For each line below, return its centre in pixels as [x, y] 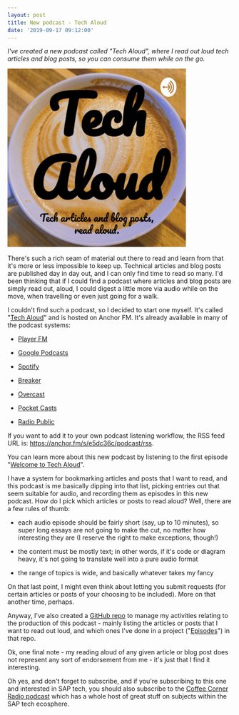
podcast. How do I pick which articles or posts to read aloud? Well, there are [119, 501]
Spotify [28, 366]
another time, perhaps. [41, 602]
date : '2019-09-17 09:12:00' [51, 30]
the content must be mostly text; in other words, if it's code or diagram [122, 552]
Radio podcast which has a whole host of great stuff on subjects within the [117, 696]
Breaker [29, 381]
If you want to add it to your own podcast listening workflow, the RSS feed [116, 436]
